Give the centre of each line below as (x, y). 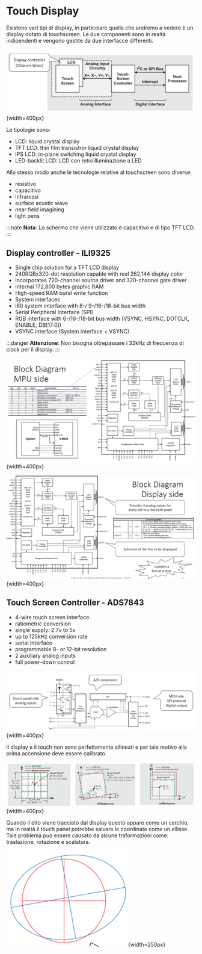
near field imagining (40, 209)
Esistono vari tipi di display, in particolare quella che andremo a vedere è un (100, 28)
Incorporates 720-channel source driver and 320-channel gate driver (101, 280)
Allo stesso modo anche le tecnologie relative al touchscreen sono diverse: (99, 172)
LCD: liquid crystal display (47, 141)
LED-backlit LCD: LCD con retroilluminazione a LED (78, 161)
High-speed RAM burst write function (61, 293)
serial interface (34, 643)
